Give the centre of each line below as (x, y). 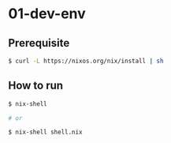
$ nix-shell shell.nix (45, 132)
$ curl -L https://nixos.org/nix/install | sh (86, 61)
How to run (36, 86)
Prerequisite (39, 43)
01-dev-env (47, 14)
